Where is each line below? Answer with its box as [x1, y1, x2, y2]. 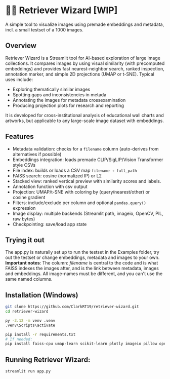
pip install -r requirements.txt [5, 332, 76, 337]
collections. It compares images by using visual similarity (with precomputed [5, 60, 165, 66]
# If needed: [5, 336, 33, 342]
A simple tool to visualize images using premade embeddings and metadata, [5, 21, 164, 27]
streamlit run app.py [5, 369, 51, 374]
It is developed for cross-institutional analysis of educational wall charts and [5, 112, 164, 118]
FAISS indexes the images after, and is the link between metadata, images [5, 266, 159, 272]
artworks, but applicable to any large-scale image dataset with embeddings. [5, 118, 164, 124]
